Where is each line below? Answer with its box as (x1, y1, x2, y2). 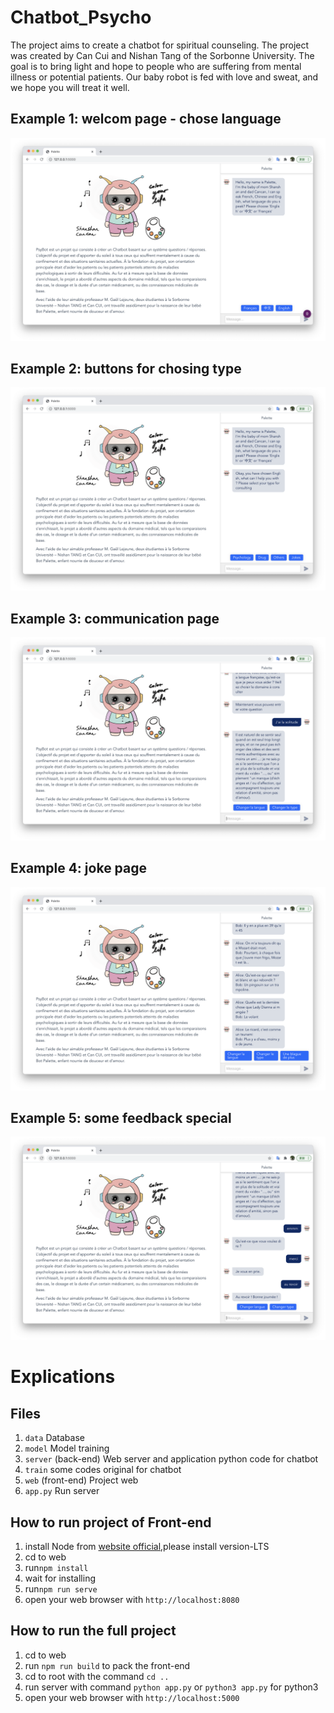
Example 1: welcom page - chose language (10, 111, 282, 128)
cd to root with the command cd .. (24, 1670, 170, 1682)
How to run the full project (10, 1622, 177, 1640)
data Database (24, 1432, 85, 1444)
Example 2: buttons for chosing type (10, 360, 242, 377)
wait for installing (24, 1572, 96, 1585)
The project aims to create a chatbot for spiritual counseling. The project (10, 39, 310, 51)
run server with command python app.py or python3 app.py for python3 (24, 1681, 319, 1693)
